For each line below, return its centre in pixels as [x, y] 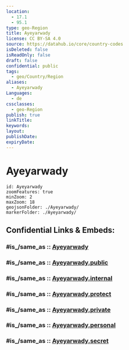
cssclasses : [20, 104]
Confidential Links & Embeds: [60, 230]
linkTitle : [19, 121]
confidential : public [32, 66]
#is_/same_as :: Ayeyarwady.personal [61, 325]
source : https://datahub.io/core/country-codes [65, 44]
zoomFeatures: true [30, 192]
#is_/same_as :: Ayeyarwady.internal [59, 278]
